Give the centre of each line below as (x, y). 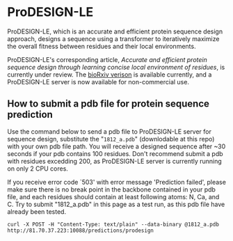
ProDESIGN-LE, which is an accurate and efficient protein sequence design (115, 31)
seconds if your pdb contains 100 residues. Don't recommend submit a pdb (115, 153)
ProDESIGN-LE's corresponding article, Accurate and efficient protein (107, 59)
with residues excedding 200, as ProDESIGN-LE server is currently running (115, 161)
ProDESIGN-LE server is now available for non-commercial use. (98, 81)
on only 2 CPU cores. (38, 169)
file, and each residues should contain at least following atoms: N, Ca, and (113, 196)
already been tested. (37, 211)
